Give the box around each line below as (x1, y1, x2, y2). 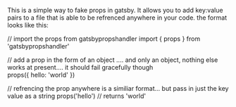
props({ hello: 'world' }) (7, 70, 75, 79)
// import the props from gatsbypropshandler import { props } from (7, 34, 201, 43)
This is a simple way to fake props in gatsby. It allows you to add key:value (7, 6, 223, 14)
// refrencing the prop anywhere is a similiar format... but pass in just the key (7, 84, 229, 92)
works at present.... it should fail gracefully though (7, 63, 154, 71)
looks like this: (7, 21, 49, 29)
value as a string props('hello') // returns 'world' (7, 92, 147, 100)
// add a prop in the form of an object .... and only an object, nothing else (7, 56, 218, 64)
